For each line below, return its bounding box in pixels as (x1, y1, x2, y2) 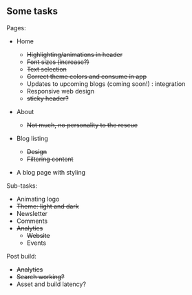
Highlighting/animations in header (26, 50, 123, 58)
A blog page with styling (16, 168, 85, 176)
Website (26, 231, 50, 239)
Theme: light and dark (16, 202, 80, 210)
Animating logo (16, 195, 60, 203)
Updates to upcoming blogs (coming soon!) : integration (26, 79, 186, 88)
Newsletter (16, 209, 48, 217)
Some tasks (6, 6, 58, 17)
